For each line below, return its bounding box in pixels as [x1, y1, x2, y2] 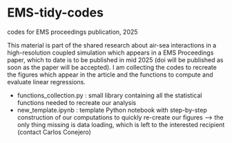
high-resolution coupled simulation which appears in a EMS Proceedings [7, 48, 214, 57]
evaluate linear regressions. [7, 77, 86, 86]
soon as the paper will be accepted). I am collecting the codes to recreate [7, 63, 217, 71]
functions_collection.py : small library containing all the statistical [17, 91, 202, 99]
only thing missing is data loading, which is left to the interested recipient [17, 120, 225, 128]
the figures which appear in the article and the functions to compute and [7, 70, 213, 79]
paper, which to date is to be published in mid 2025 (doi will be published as [7, 55, 224, 64]
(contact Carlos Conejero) [17, 128, 92, 136]
